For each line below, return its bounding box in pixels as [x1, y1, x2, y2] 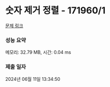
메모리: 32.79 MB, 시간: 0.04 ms [5, 49, 72, 55]
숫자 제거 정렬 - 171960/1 [5, 5, 106, 16]
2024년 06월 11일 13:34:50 [5, 76, 60, 82]
